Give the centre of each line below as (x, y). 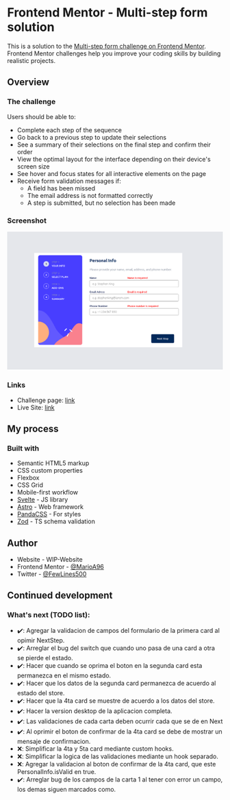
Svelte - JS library (42, 500)
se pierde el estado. (45, 658)
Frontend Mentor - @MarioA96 (61, 567)
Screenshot (27, 221)
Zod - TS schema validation (56, 521)
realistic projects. (31, 60)
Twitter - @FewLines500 (52, 574)
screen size (33, 166)
